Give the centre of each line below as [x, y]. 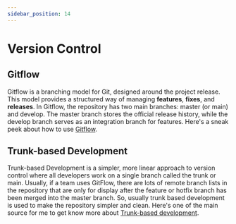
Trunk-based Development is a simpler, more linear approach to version [111, 168]
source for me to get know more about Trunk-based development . [103, 213]
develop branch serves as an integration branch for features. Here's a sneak [118, 121]
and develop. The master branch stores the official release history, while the [118, 114]
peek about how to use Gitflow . [52, 129]
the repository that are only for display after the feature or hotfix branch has [117, 190]
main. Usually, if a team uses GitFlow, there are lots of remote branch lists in [117, 183]
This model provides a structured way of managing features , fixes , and [111, 99]
